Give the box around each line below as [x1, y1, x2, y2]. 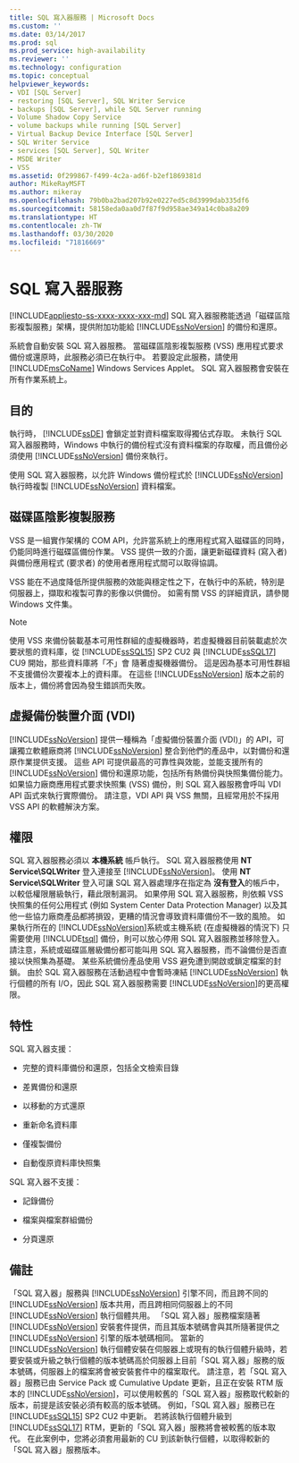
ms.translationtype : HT [9, 212, 98, 222]
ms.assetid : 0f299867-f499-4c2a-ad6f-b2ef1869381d [9, 171, 202, 180]
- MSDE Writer [9, 154, 62, 164]
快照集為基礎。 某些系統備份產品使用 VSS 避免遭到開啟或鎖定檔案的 [24, 956, 274, 966]
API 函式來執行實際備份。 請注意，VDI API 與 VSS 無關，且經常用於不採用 [9, 789, 279, 801]
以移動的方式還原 [21, 1101, 86, 1111]
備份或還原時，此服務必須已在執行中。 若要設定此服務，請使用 [9, 352, 238, 362]
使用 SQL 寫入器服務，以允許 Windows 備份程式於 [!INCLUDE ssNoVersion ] [9, 470, 284, 480]
